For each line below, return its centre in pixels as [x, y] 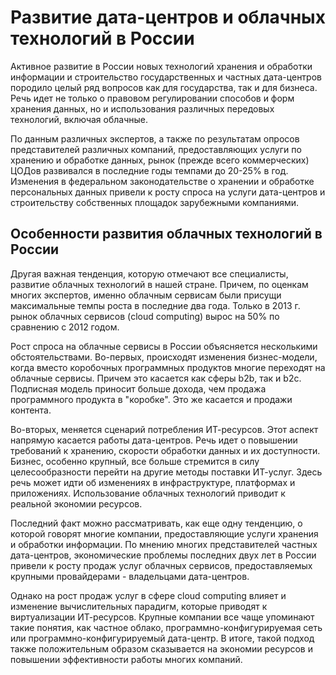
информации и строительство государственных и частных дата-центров [166, 77]
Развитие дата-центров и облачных [168, 17]
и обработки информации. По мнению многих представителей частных [164, 544]
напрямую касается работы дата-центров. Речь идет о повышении [154, 440]
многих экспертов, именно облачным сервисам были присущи [146, 295]
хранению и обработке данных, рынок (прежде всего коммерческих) [160, 160]
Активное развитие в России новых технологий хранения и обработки [161, 66]
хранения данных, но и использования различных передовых [142, 108]
